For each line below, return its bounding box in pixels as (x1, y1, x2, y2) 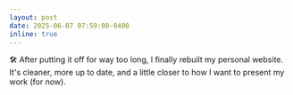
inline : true (9, 29, 58, 38)
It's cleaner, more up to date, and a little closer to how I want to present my (9, 67, 285, 78)
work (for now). (9, 76, 67, 87)
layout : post (9, 12, 58, 22)
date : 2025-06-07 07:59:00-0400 (9, 21, 130, 30)
